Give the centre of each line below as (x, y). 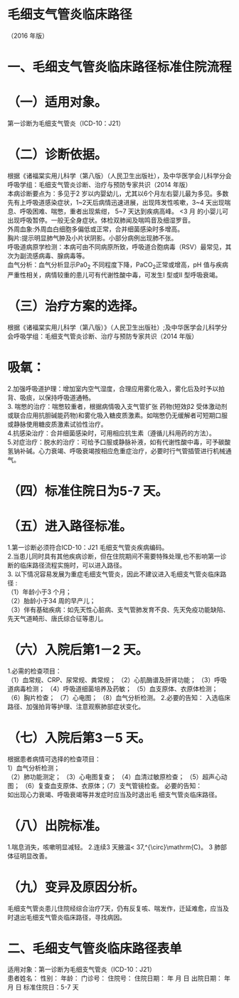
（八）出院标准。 (58, 826)
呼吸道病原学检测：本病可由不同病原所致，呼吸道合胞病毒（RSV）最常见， (116, 247)
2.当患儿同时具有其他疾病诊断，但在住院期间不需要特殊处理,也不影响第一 (114, 556)
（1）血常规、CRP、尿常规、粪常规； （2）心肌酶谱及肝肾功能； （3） (111, 679)
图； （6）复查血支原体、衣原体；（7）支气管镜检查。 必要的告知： (105, 785)
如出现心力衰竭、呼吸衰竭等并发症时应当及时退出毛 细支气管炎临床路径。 (114, 795)
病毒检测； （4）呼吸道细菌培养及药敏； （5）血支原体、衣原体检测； (116, 689)
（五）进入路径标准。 (70, 526)
